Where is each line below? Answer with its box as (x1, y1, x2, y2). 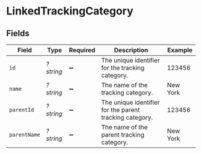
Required (69, 46, 96, 54)
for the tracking (101, 64, 145, 72)
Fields (6, 28, 30, 38)
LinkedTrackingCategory (6, 4, 133, 18)
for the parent (101, 106, 140, 114)
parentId (9, 106, 34, 113)
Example (167, 46, 193, 54)
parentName (9, 131, 40, 138)
